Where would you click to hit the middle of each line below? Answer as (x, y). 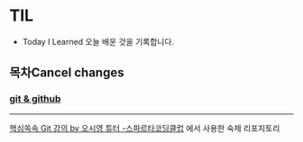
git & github (35, 99)
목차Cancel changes (67, 73)
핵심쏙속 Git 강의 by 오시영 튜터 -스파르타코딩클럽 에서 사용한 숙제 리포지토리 (145, 128)
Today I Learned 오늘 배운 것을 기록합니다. (98, 41)
